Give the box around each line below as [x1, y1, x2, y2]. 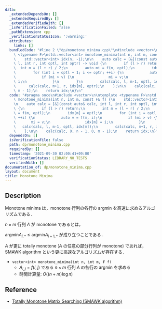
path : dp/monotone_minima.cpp [9, 142, 70, 147]
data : [5, 7, 16, 12]
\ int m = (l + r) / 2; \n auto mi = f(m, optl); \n [13, 66, 135, 71]
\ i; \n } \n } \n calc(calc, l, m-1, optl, [13, 79, 152, 84]
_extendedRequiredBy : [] [9, 16, 59, 21]
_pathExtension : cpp [9, 30, 51, 34]
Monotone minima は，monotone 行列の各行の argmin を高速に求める [5, 205, 143, 211]
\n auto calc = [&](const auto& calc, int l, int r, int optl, [13, 102, 150, 107]
